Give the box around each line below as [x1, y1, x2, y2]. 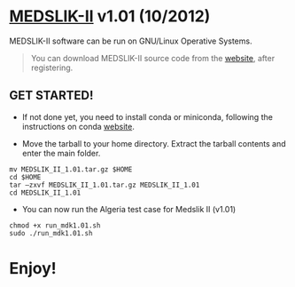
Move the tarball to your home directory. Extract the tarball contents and [21, 138, 286, 148]
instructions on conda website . [21, 121, 135, 132]
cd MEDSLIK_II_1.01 [9, 188, 82, 197]
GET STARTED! [9, 88, 94, 103]
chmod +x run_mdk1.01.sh [9, 220, 101, 230]
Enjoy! [9, 258, 58, 278]
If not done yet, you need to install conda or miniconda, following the [21, 111, 273, 122]
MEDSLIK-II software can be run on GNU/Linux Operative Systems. [9, 36, 252, 46]
